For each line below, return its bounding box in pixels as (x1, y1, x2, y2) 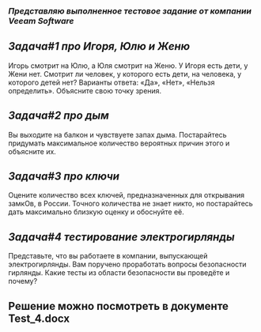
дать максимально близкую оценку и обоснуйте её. (8, 207, 184, 217)
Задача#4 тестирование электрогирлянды (8, 230, 235, 243)
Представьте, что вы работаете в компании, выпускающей (8, 251, 208, 261)
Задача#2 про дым (8, 109, 109, 123)
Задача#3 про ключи (8, 169, 120, 183)
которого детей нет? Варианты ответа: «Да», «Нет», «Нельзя (8, 77, 215, 87)
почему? (8, 277, 38, 286)
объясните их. (8, 146, 57, 156)
